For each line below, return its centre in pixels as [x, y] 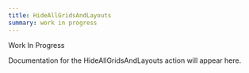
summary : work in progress [53, 23]
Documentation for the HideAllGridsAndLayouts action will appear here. [125, 60]
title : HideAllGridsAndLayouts [60, 15]
